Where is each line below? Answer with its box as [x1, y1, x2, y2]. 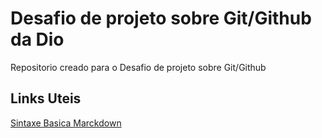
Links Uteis [10, 90, 82, 107]
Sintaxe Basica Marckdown [10, 117, 122, 129]
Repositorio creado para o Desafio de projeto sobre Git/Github [10, 61, 267, 73]
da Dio [10, 28, 65, 51]
